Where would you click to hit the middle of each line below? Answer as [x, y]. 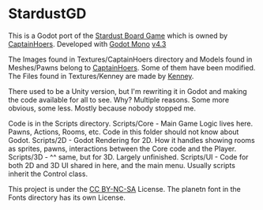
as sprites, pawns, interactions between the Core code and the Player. [122, 148]
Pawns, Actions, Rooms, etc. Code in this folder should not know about [124, 132]
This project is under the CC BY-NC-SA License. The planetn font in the [124, 189]
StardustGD [47, 14]
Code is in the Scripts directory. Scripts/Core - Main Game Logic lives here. [131, 123]
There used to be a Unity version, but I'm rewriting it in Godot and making [128, 91]
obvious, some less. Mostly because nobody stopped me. [102, 108]
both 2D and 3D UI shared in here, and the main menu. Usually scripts [122, 165]
